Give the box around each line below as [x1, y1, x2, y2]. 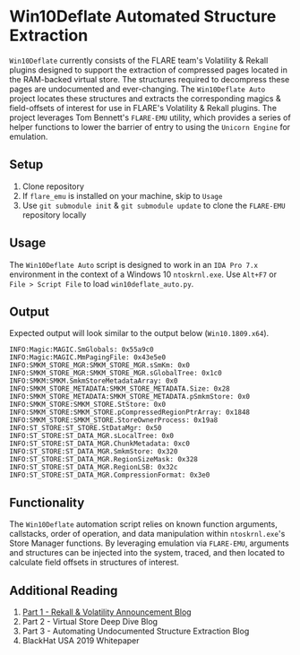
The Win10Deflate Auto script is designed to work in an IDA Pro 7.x [9, 259, 259, 270]
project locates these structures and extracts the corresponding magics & [9, 92, 281, 104]
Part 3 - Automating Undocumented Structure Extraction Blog [21, 625, 250, 636]
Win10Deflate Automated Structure [9, 6, 277, 27]
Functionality [9, 495, 85, 510]
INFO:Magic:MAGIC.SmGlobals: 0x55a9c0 [9, 345, 154, 355]
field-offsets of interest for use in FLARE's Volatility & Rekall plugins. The [9, 102, 278, 113]
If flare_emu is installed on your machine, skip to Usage [21, 190, 223, 201]
